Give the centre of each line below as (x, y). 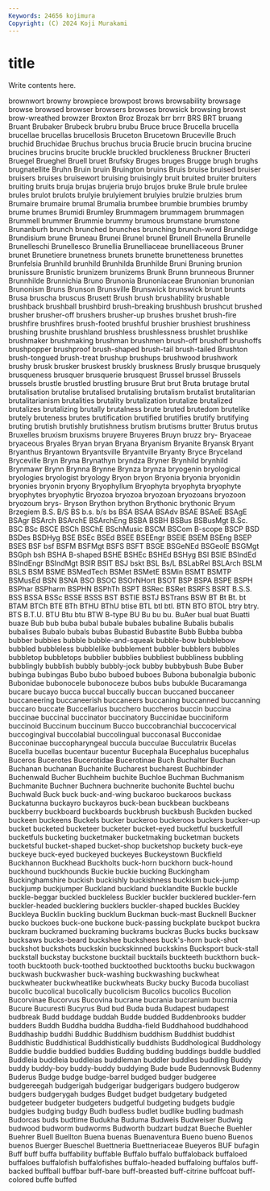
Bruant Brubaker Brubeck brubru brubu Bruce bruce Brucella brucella (124, 127)
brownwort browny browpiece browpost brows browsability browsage (125, 101)
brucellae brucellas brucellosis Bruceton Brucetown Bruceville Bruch (122, 135)
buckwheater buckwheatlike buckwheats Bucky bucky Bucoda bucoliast (129, 983)
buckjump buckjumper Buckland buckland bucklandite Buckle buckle (123, 889)
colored (21, 1180)
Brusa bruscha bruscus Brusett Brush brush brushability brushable (119, 298)
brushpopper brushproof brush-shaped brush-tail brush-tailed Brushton (128, 349)
